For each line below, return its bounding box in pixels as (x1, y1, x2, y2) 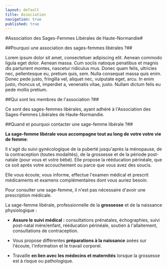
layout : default (5, 7, 39, 13)
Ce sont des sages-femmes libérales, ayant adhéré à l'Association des (5, 106, 151, 112)
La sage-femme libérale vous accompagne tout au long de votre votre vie (5, 131, 161, 137)
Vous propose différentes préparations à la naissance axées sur (12, 237, 147, 244)
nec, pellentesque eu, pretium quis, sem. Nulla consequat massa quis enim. (5, 71, 162, 77)
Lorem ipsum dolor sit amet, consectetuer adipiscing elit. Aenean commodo (5, 55, 162, 61)
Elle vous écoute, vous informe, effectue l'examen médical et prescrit (5, 172, 149, 178)
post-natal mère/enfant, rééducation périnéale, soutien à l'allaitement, (12, 222, 157, 229)
